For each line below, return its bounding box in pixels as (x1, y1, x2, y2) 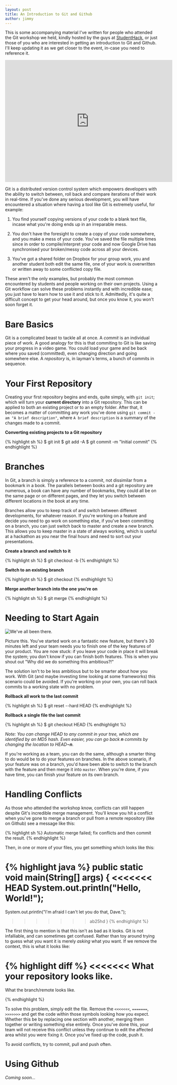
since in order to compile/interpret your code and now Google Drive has (12, 241, 157, 247)
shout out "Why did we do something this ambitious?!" (5, 659, 114, 665)
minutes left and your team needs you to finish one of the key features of (5, 643, 151, 649)
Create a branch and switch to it (5, 548, 71, 554)
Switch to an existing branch (5, 567, 64, 573)
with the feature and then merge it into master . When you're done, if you (5, 767, 149, 773)
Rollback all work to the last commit (5, 694, 79, 699)
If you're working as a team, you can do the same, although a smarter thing (5, 751, 156, 757)
